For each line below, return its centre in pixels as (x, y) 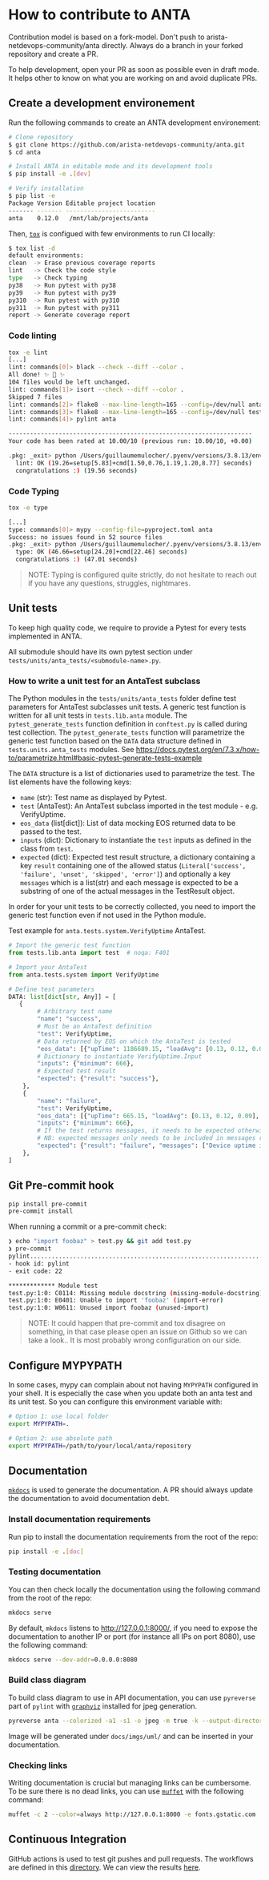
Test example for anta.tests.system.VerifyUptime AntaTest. (107, 931)
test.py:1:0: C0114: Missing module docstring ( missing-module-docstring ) (136, 1293)
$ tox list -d (32, 248)
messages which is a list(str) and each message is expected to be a (129, 883)
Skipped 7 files (35, 397)
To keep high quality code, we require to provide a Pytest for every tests (127, 627)
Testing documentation (55, 1572)
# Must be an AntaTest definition (94, 1027)
